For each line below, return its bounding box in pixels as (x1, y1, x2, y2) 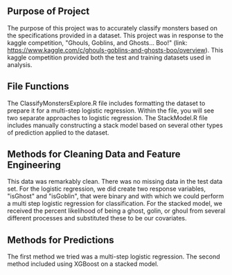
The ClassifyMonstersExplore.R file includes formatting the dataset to (7, 99, 206, 107)
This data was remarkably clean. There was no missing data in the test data (7, 178, 223, 186)
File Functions (7, 81, 69, 93)
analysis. (7, 60, 33, 68)
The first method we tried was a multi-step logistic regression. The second (7, 252, 220, 261)
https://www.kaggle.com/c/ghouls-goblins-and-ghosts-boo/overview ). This (7, 46, 224, 54)
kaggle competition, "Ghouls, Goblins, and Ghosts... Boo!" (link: (7, 38, 188, 47)
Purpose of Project (7, 6, 90, 17)
